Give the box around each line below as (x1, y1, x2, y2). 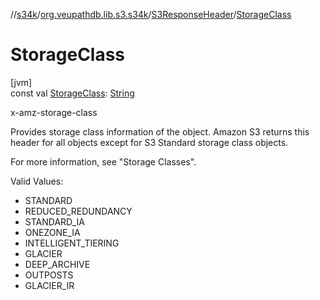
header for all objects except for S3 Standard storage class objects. (10, 136, 289, 148)
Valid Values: (10, 175, 64, 187)
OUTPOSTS (24, 269, 74, 281)
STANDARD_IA (24, 215, 85, 228)
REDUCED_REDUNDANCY (24, 205, 133, 217)
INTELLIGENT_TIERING (24, 237, 120, 249)
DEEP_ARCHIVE (24, 258, 91, 270)
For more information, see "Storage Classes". (10, 155, 197, 168)
